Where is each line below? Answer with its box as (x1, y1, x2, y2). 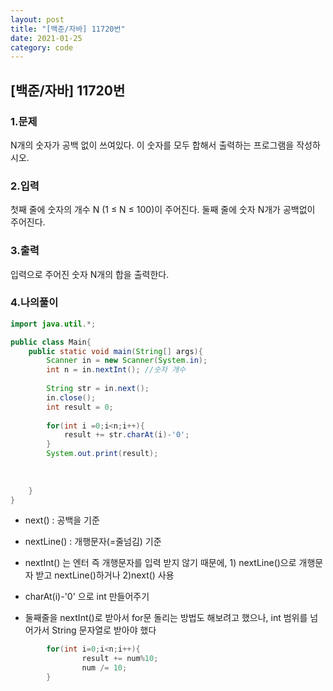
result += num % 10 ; (81, 654, 159, 664)
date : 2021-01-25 (10, 33, 83, 43)
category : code (10, 42, 74, 53)
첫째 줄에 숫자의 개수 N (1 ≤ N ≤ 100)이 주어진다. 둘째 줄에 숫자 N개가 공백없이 (10, 204, 316, 216)
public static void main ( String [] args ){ (28, 346, 203, 356)
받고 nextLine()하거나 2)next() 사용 (35, 569, 175, 581)
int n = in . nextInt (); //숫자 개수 (46, 365, 187, 375)
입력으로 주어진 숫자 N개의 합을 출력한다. (10, 268, 170, 280)
